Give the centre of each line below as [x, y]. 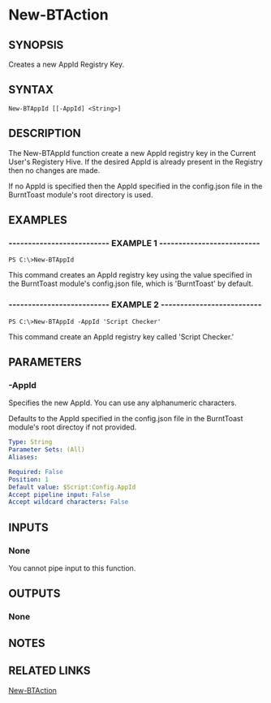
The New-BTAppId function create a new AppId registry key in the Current [132, 153]
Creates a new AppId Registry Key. [67, 64]
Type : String [30, 442]
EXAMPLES [38, 220]
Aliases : [23, 457]
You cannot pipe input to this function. [72, 568]
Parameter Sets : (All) [47, 450]
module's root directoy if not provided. [73, 427]
